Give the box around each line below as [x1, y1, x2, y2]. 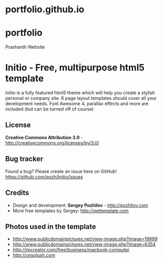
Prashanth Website [5, 44, 45, 50]
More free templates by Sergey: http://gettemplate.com [12, 207, 129, 213]
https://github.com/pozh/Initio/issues [5, 173, 83, 180]
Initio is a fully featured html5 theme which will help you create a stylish [5, 90, 155, 96]
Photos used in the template [5, 222, 96, 231]
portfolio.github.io [5, 4, 85, 15]
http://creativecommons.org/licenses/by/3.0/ [5, 140, 99, 146]
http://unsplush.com [12, 252, 56, 258]
